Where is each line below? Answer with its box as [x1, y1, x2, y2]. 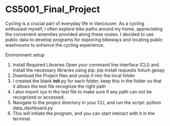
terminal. [12, 115, 31, 121]
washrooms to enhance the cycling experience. [5, 42, 105, 48]
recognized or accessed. [12, 94, 65, 100]
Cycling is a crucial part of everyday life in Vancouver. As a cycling [5, 20, 145, 26]
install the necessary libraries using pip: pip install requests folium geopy [12, 67, 165, 73]
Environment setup [5, 52, 45, 58]
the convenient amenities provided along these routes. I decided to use [5, 31, 154, 37]
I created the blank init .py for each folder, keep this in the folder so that [12, 78, 162, 84]
